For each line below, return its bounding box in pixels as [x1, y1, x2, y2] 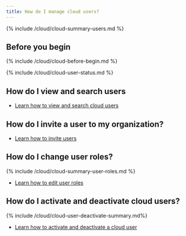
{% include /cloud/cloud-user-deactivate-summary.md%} [6, 212, 148, 219]
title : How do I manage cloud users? [6, 8, 100, 15]
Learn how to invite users [14, 135, 77, 142]
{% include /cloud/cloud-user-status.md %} [6, 69, 114, 76]
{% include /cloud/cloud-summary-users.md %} [6, 25, 124, 32]
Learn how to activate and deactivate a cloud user [14, 223, 137, 231]
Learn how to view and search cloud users [14, 102, 119, 109]
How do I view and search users [6, 86, 126, 96]
